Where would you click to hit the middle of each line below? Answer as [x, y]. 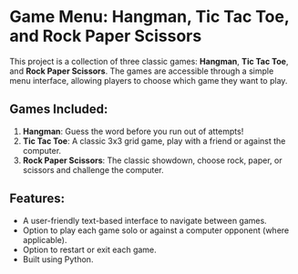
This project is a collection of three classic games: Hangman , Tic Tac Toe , [149, 61]
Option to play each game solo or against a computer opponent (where [156, 230]
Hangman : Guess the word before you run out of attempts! [133, 131]
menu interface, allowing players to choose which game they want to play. [149, 80]
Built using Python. [58, 259]
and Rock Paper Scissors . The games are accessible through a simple [142, 71]
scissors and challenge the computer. [93, 169]
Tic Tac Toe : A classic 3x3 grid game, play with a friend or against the [154, 141]
